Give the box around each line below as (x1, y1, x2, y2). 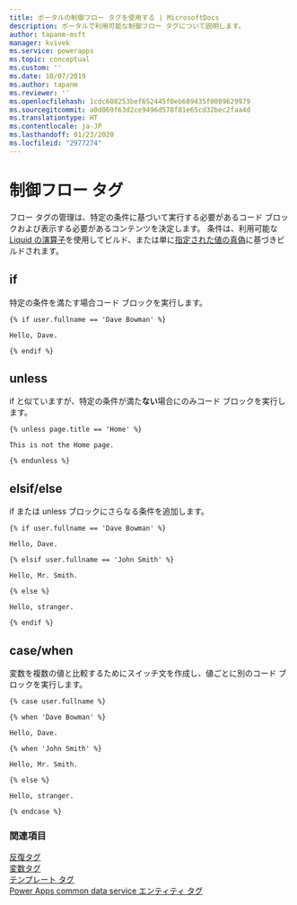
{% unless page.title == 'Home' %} (9, 425, 143, 435)
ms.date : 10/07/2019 (9, 72, 87, 81)
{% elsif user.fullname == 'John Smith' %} (9, 555, 175, 565)
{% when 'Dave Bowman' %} (9, 712, 106, 721)
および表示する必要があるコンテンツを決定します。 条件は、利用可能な (16, 222, 278, 234)
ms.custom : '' (9, 64, 63, 73)
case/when (9, 642, 74, 658)
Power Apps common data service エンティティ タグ (9, 885, 204, 896)
